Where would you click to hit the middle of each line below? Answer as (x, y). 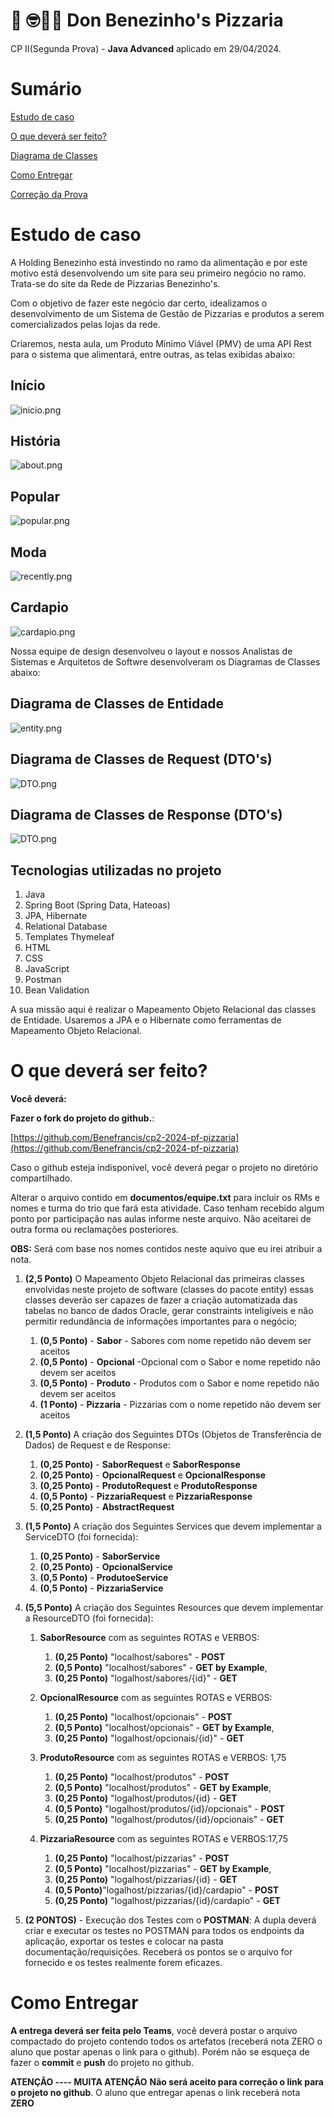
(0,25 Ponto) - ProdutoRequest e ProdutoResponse (148, 1486)
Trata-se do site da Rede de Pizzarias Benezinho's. (115, 283)
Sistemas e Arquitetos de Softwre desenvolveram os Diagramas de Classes (165, 661)
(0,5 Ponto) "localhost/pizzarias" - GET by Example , (163, 1869)
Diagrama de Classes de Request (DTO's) (141, 759)
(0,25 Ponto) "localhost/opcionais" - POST (143, 1717)
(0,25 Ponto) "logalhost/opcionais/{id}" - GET (149, 1738)
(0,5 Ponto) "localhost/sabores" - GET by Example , (161, 1668)
